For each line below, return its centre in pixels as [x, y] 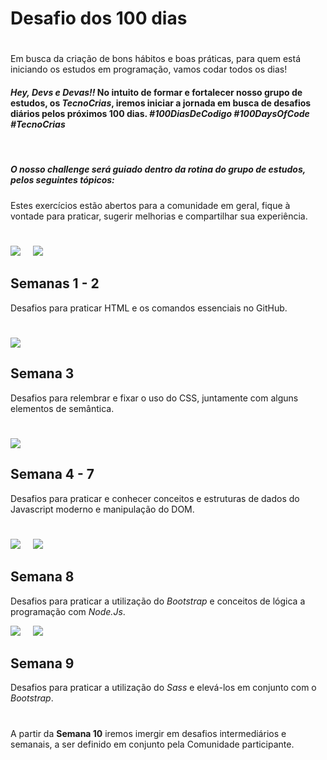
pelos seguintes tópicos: [62, 180]
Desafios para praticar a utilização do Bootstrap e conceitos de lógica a [158, 601]
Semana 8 [42, 577]
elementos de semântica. [62, 408]
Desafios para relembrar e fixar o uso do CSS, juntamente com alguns [154, 398]
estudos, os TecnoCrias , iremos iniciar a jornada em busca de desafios [161, 103]
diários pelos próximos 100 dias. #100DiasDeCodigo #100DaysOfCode [160, 113]
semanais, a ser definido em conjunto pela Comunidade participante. [152, 744]
